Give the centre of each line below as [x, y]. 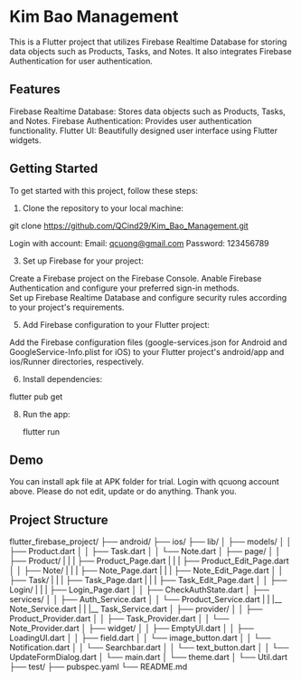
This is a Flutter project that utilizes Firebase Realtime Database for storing [148, 42]
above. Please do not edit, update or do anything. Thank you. [123, 492]
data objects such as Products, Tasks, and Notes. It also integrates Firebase [150, 51]
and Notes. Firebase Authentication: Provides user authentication [131, 120]
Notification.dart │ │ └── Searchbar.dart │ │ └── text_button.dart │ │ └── [149, 647]
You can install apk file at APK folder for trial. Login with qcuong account [144, 482]
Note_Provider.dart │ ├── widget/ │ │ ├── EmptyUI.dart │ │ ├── [132, 628]
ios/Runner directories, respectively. [77, 361]
